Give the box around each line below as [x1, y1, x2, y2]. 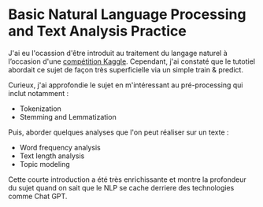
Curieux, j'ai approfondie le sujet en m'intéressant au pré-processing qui [8, 80, 243, 90]
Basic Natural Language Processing [8, 6, 246, 24]
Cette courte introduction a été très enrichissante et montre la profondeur [8, 175, 246, 184]
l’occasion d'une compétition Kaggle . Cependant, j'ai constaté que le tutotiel [8, 57, 256, 66]
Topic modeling [19, 159, 71, 168]
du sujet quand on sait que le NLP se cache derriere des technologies [8, 183, 235, 192]
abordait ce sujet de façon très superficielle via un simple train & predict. [8, 65, 244, 74]
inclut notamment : [8, 88, 69, 98]
